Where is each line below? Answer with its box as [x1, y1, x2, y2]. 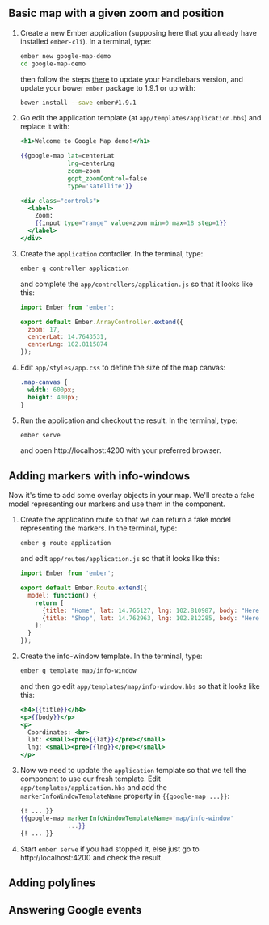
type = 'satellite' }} [67, 182, 133, 190]
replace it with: [19, 121, 70, 132]
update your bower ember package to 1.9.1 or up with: [19, 82, 196, 92]
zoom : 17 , [27, 325, 61, 334]
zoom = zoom [67, 167, 101, 175]
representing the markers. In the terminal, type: [19, 523, 178, 533]
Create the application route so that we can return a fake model [19, 515, 232, 525]
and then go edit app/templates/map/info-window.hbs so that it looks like [19, 681, 260, 691]
